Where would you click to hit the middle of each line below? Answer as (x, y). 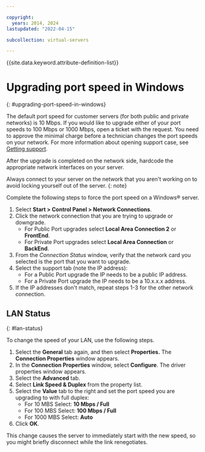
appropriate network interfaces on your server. (65, 167)
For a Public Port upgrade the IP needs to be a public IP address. (106, 275)
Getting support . (27, 149)
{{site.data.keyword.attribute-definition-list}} (63, 63)
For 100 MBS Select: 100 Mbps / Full (70, 411)
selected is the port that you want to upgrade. (73, 262)
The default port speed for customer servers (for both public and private (98, 117)
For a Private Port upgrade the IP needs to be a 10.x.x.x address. (105, 281)
